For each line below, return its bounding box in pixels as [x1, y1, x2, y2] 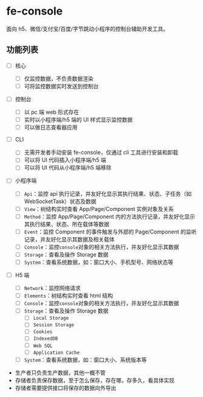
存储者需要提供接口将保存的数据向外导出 [15, 384, 116, 392]
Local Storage [33, 315, 69, 322]
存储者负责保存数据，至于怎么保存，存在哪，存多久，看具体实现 [15, 376, 175, 384]
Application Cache [33, 350, 80, 356]
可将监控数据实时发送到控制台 [24, 82, 99, 89]
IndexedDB [33, 336, 58, 342]
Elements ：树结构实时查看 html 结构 [24, 292, 113, 299]
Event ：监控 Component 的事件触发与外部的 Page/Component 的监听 [24, 228, 197, 235]
